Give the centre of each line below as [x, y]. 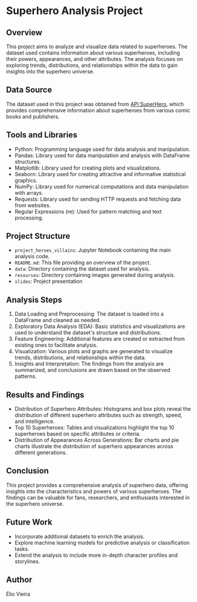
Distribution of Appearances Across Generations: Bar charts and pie [97, 440]
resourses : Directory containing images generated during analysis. [95, 275]
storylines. [27, 561]
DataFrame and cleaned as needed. [57, 320]
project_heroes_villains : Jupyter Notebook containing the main [93, 250]
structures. [28, 161]
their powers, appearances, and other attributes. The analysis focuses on [95, 59]
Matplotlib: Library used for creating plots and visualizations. [88, 168]
